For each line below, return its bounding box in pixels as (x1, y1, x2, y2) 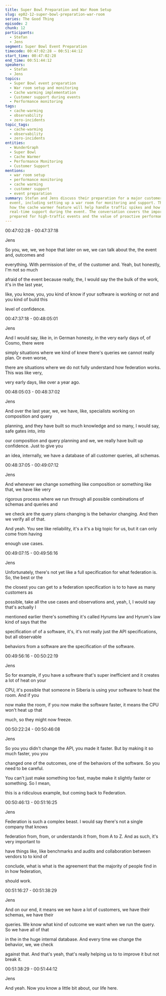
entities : (5, 140, 26, 146)
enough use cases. (5, 541, 44, 546)
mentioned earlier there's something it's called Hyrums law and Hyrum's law (5, 614, 161, 619)
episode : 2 (5, 21, 28, 26)
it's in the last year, (5, 282, 43, 287)
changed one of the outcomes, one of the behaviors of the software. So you (5, 760, 160, 766)
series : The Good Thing (5, 16, 54, 21)
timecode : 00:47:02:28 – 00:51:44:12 (5, 48, 83, 53)
